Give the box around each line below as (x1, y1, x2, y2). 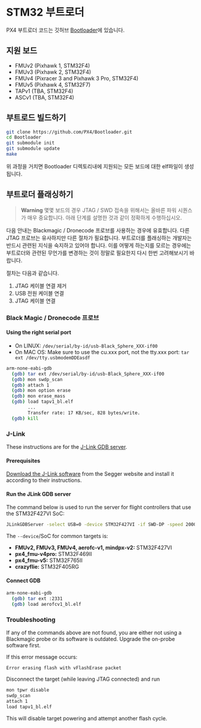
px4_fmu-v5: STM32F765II (14, 557, 83, 564)
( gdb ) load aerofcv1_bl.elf (11, 602, 82, 608)
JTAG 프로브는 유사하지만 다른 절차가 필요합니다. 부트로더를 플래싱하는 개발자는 (6, 234, 193, 241)
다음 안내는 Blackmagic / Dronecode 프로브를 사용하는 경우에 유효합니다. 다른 (6, 226, 190, 234)
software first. (6, 642, 41, 649)
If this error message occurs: (6, 654, 78, 661)
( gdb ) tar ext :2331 (11, 596, 63, 602)
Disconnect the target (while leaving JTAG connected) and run (6, 675, 160, 683)
